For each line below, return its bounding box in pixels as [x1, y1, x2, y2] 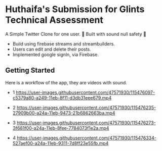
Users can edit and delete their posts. [12, 46, 91, 52]
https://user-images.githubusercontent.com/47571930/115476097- [16, 89, 155, 95]
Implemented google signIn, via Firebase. [12, 52, 99, 58]
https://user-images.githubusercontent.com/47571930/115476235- [17, 105, 156, 111]
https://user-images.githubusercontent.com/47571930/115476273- [17, 120, 156, 126]
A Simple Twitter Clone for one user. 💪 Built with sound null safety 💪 [5, 31, 147, 37]
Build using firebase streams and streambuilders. [12, 40, 115, 46]
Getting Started [5, 66, 55, 75]
